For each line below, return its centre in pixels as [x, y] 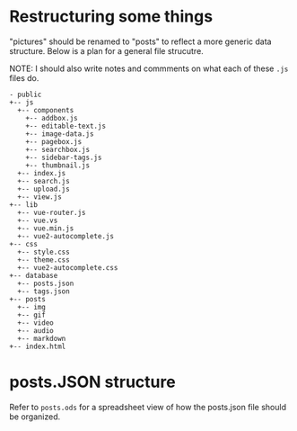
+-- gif [32, 315]
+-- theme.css [44, 260]
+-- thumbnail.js [58, 165]
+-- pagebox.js [54, 141]
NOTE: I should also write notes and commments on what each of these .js [149, 68]
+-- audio [35, 330]
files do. [24, 77]
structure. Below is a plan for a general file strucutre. [106, 50]
